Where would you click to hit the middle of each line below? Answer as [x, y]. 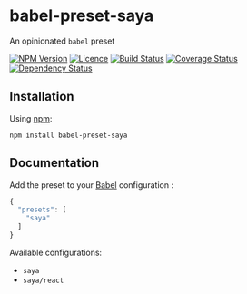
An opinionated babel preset [62, 41]
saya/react [43, 280]
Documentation [54, 163]
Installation [42, 97]
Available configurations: [56, 252]
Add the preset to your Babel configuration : [92, 185]
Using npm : [31, 118]
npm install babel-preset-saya [69, 135]
